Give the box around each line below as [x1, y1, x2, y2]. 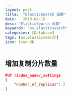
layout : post [5, 7, 32, 12]
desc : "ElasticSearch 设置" [5, 21, 62, 26]
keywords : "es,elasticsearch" [5, 26, 68, 31]
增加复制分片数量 [5, 59, 58, 68]
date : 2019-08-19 [5, 16, 46, 21]
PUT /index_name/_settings [5, 73, 61, 78]
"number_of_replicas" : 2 [14, 82, 66, 87]
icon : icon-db [5, 40, 35, 45]
